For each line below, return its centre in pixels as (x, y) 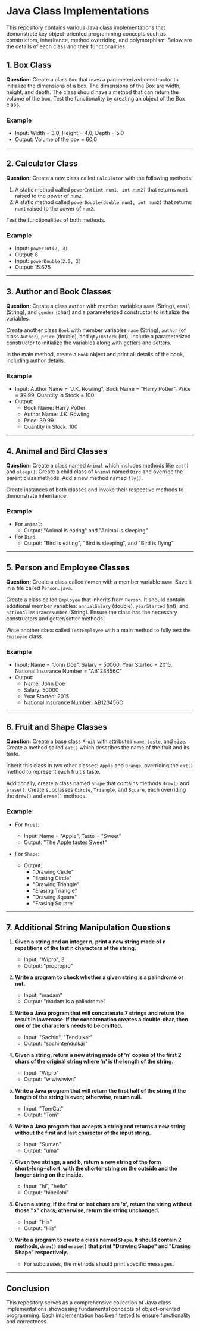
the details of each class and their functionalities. (66, 46)
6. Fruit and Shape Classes (57, 727)
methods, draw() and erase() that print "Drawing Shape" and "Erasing (103, 1246)
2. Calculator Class (42, 164)
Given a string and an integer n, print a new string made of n (90, 942)
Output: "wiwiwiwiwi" (50, 1079)
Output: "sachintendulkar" (56, 1044)
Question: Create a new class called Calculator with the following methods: (99, 178)
